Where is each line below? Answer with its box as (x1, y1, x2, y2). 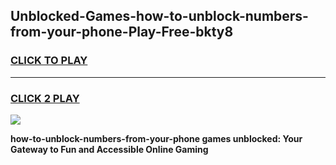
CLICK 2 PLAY (10, 91, 80, 105)
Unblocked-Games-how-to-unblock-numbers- (10, 8, 309, 25)
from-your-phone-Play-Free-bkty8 (10, 24, 234, 41)
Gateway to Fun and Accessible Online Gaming (10, 143, 209, 155)
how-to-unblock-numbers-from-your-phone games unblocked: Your (10, 132, 303, 144)
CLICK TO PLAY (10, 54, 88, 68)
